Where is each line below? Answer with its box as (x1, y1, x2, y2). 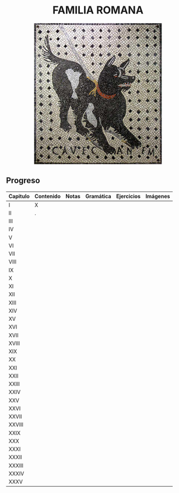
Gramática (85, 193, 112, 200)
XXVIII (8, 421, 24, 428)
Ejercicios (116, 193, 141, 200)
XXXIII (8, 462, 23, 469)
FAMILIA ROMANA (52, 4, 144, 17)
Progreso (6, 176, 40, 186)
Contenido (34, 193, 61, 200)
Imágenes (145, 193, 170, 200)
